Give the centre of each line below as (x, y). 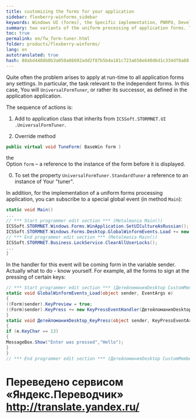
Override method (35, 136)
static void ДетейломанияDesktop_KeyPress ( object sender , (78, 320)
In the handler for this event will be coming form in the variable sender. (91, 265)
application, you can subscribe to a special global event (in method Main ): (94, 199)
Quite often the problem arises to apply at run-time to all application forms (95, 77)
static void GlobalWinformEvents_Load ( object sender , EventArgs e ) (90, 293)
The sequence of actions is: (39, 107)
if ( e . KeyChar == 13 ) (32, 331)
